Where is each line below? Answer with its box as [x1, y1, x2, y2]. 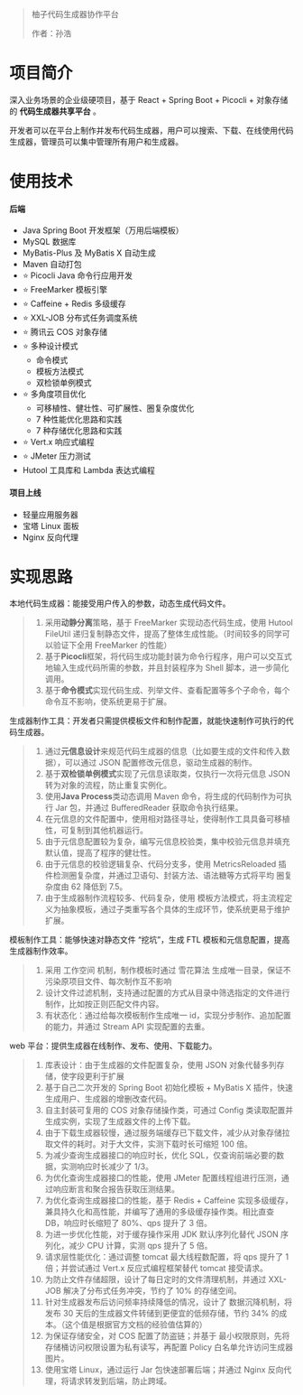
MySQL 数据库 [22, 237, 77, 247]
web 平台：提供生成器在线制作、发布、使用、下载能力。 [9, 1040, 217, 1051]
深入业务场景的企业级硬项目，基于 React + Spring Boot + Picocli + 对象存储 [9, 94, 289, 105]
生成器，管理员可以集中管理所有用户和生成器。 [9, 135, 183, 147]
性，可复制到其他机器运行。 [44, 825, 149, 836]
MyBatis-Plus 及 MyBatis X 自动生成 [22, 247, 156, 258]
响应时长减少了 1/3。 [76, 1161, 153, 1172]
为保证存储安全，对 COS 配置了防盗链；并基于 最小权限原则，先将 [44, 1331, 290, 1342]
